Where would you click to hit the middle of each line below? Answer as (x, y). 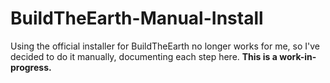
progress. (31, 67)
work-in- (298, 56)
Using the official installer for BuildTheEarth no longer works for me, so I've (165, 46)
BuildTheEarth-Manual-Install (137, 18)
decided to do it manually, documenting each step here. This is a (144, 56)
